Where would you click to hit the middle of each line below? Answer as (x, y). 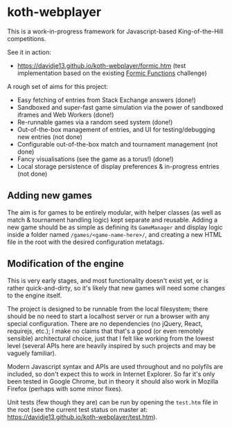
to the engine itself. (35, 295)
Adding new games (50, 196)
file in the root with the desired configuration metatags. (86, 242)
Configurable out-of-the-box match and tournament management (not (117, 144)
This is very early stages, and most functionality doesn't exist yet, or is (108, 280)
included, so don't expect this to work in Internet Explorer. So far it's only (111, 374)
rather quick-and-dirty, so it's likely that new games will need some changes (116, 288)
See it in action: (29, 52)
